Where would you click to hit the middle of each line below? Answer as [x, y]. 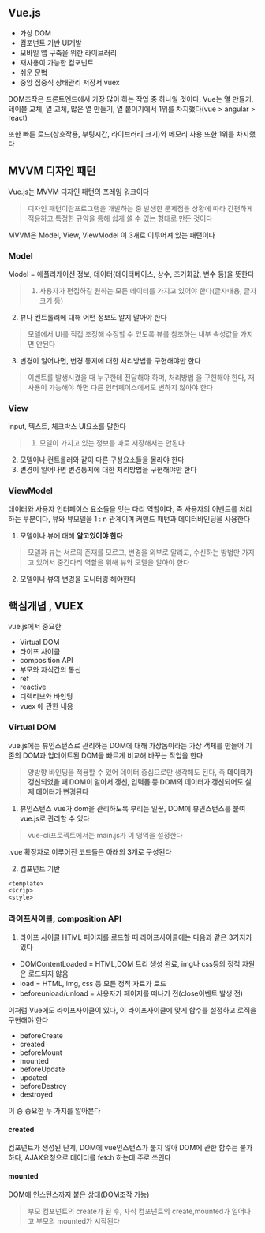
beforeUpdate [42, 1069]
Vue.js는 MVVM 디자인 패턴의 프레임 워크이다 [79, 192]
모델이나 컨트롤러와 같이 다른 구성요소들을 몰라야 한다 [102, 460]
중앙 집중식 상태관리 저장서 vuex [69, 82]
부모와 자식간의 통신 [50, 670]
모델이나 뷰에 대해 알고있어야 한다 [71, 535]
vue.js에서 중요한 [35, 627]
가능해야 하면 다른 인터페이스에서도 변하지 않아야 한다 [131, 387]
